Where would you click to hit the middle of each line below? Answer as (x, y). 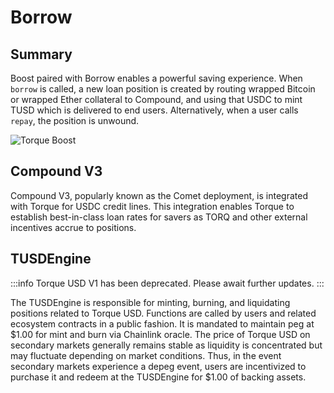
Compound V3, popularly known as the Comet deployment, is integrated (159, 195)
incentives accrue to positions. (73, 227)
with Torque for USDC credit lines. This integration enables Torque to (152, 206)
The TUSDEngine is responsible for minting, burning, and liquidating (150, 302)
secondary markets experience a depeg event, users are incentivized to (158, 366)
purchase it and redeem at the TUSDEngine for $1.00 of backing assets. (158, 377)
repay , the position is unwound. (75, 120)
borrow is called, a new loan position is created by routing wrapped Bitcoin (163, 89)
